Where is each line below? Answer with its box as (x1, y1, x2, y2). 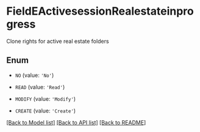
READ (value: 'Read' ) (15, 83, 65, 90)
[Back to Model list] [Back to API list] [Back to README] (6, 119, 146, 126)
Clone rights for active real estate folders (6, 37, 109, 45)
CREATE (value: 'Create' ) (15, 107, 76, 114)
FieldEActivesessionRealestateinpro (6, 4, 194, 18)
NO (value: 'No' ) (15, 71, 54, 79)
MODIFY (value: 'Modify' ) (15, 95, 76, 102)
